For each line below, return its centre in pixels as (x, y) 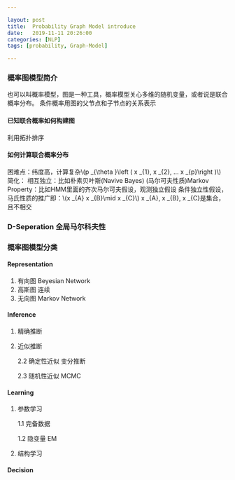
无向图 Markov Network (51, 298)
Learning (21, 392)
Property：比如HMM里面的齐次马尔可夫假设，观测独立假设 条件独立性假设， (117, 189)
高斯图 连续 (34, 289)
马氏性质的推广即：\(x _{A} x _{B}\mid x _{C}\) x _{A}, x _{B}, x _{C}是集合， (116, 198)
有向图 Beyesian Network (54, 280)
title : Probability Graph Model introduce (72, 26)
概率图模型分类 (33, 247)
